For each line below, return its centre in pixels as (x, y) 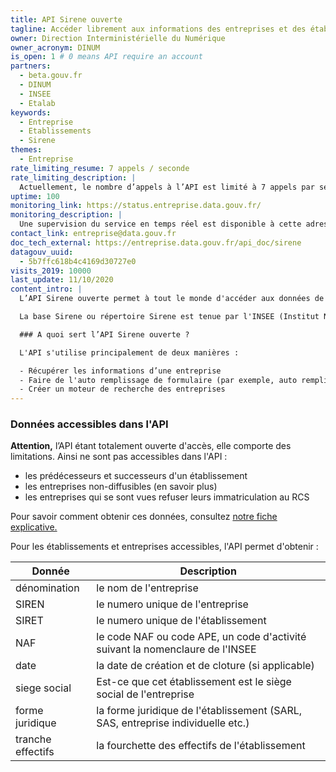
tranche (33, 739)
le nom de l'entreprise (147, 588)
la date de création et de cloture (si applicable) (205, 666)
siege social (43, 688)
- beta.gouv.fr (51, 76)
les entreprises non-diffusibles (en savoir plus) (121, 487)
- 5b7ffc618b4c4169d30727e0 (78, 261)
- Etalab (37, 103)
